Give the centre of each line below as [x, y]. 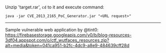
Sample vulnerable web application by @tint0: [52, 30]
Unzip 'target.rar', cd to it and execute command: [55, 7]
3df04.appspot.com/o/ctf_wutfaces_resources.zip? [57, 40]
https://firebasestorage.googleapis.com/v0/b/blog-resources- [68, 35]
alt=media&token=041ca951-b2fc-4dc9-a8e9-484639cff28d [67, 45]
